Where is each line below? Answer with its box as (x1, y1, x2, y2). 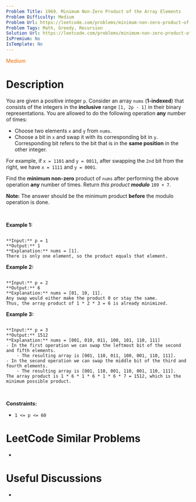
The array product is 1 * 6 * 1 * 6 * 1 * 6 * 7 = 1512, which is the (6, 373, 181, 379)
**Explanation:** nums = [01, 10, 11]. (6, 290, 103, 296)
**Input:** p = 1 (6, 238, 48, 244)
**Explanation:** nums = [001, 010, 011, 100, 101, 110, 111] (6, 337, 160, 343)
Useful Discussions (6, 472, 102, 485)
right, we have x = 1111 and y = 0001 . (6, 163, 97, 170)
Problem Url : (6, 19, 38, 25)
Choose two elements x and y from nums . (14, 127, 112, 134)
